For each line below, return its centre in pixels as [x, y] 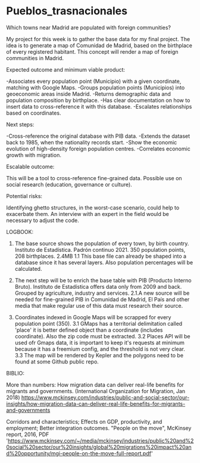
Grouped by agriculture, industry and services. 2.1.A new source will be [102, 293]
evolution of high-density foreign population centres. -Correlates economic [98, 149]
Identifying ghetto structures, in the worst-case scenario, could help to [93, 208]
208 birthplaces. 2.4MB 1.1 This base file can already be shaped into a [100, 256]
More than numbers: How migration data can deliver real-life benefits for [95, 385]
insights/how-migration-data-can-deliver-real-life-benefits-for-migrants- [96, 403]
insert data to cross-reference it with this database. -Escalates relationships [99, 106]
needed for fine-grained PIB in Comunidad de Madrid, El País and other [102, 299]
